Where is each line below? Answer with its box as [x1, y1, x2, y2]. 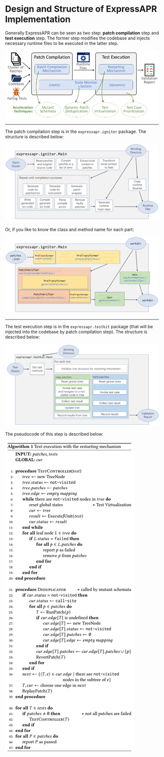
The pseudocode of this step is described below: [5, 431, 104, 437]
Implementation [5, 14, 71, 25]
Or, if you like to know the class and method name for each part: [5, 227, 134, 232]
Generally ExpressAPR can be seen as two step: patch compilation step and [5, 30, 159, 36]
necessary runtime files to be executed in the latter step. [5, 40, 119, 46]
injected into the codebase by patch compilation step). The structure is [5, 329, 147, 335]
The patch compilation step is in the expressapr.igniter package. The [5, 128, 146, 135]
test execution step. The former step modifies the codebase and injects [5, 35, 150, 41]
